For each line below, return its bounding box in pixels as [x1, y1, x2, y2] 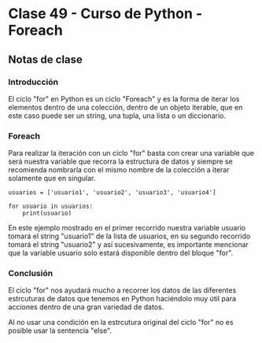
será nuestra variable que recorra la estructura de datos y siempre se [8, 157, 234, 166]
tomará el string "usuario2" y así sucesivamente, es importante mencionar [8, 240, 249, 249]
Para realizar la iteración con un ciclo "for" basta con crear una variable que [8, 149, 254, 158]
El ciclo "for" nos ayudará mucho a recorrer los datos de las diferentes [8, 286, 237, 295]
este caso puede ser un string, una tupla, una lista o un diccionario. [8, 111, 227, 120]
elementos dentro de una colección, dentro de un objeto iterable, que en [8, 102, 243, 112]
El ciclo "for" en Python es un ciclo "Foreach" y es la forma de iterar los [8, 94, 240, 103]
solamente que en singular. [8, 174, 96, 183]
